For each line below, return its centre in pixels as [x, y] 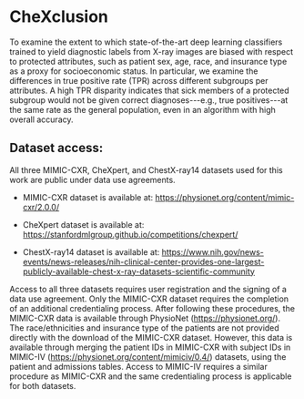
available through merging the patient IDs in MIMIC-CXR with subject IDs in [150, 347]
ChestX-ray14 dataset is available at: [91, 251]
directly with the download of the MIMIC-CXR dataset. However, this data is [151, 337]
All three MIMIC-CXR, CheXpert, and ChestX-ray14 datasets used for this [147, 169]
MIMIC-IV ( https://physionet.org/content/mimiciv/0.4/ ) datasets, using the [148, 356]
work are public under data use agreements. [92, 179]
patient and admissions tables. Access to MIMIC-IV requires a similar [139, 366]
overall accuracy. [42, 119]
